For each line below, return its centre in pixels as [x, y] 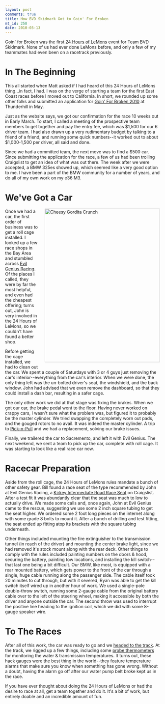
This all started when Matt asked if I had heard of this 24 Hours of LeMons [80, 86]
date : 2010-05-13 [23, 28]
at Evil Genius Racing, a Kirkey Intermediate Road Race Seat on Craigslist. [80, 492]
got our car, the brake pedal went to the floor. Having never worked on [76, 408]
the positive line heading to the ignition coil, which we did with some [74, 606]
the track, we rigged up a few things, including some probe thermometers [80, 650]
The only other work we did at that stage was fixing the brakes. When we [79, 403]
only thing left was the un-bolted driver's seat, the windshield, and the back [82, 383]
